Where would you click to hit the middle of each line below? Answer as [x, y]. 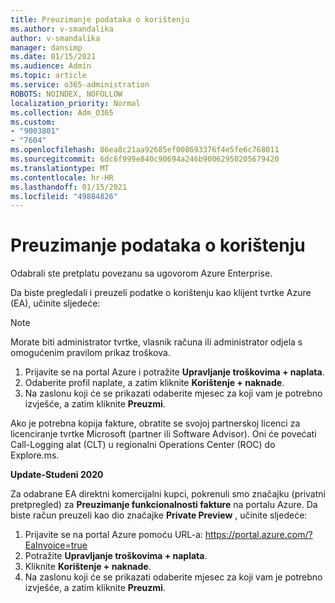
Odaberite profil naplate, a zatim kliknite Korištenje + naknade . [154, 383]
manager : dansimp [46, 47]
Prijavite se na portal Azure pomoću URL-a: [113, 535]
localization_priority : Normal [75, 103]
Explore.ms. [35, 455]
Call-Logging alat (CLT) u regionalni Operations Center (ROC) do [143, 445]
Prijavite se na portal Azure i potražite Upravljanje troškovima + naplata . [174, 372]
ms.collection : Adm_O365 [62, 112]
